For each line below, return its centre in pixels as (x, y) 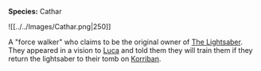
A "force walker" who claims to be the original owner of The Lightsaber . (125, 42)
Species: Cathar (35, 11)
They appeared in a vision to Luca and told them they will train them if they (130, 50)
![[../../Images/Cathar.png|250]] (60, 26)
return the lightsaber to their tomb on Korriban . (85, 59)
